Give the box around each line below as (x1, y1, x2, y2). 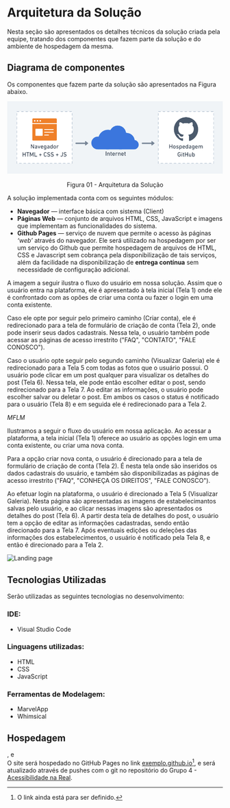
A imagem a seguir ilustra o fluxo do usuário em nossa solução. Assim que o (7, 279, 222, 287)
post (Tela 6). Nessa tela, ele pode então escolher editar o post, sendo (7, 379, 206, 387)
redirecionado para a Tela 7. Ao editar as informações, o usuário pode (7, 385, 204, 394)
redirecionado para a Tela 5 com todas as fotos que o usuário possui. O (7, 364, 209, 372)
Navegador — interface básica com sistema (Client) (16, 207, 164, 215)
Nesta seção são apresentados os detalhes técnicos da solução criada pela (7, 27, 220, 36)
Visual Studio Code (16, 625, 72, 633)
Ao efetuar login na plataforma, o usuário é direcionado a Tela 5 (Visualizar (7, 490, 218, 498)
